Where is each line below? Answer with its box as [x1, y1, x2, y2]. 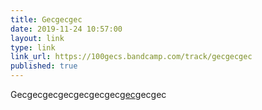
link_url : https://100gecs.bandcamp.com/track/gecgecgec [10, 52, 253, 62]
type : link [10, 42, 56, 53]
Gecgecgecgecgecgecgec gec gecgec [10, 89, 167, 100]
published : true [10, 61, 78, 71]
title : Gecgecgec [10, 14, 83, 25]
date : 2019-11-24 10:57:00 [10, 24, 123, 34]
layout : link [10, 33, 65, 43]
